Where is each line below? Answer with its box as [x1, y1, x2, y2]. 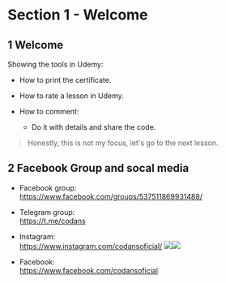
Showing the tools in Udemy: [7, 59, 104, 69]
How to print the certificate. [19, 75, 112, 84]
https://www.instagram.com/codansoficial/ [19, 241, 163, 251]
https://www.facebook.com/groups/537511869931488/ [19, 191, 203, 201]
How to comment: [19, 107, 79, 116]
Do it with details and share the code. [31, 122, 156, 131]
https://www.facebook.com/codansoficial [19, 265, 159, 275]
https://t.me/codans [19, 216, 86, 225]
